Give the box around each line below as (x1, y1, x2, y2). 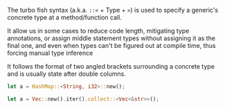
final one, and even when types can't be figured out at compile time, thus (7, 42, 216, 49)
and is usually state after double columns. (7, 69, 126, 78)
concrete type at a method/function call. (7, 13, 123, 22)
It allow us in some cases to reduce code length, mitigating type (7, 27, 190, 35)
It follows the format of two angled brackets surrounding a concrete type (7, 62, 215, 70)
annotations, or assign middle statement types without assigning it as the (7, 34, 216, 42)
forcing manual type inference (7, 49, 93, 57)
